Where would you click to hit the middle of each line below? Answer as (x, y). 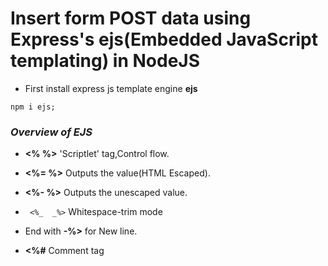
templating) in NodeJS (105, 61)
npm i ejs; (33, 107)
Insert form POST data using (131, 18)
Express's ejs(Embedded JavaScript (164, 39)
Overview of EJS (51, 132)
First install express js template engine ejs (111, 88)
